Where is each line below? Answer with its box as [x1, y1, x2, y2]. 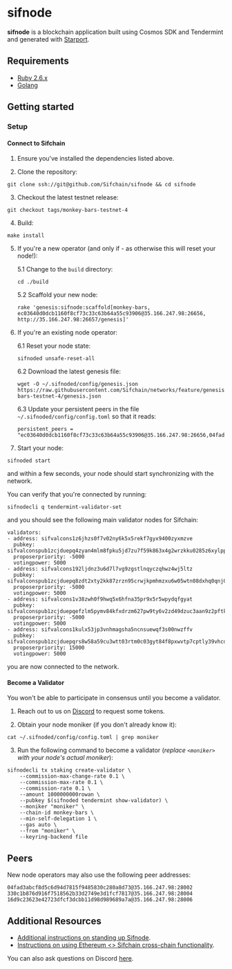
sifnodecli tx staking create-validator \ [7, 767, 131, 774]
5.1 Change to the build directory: [17, 265, 113, 274]
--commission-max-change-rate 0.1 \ [19, 773, 126, 780]
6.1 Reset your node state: [17, 341, 91, 350]
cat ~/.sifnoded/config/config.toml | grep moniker [7, 734, 159, 741]
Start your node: [17, 444, 64, 452]
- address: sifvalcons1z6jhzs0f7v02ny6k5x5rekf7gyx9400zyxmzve [7, 535, 193, 542]
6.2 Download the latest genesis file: [17, 367, 121, 375]
